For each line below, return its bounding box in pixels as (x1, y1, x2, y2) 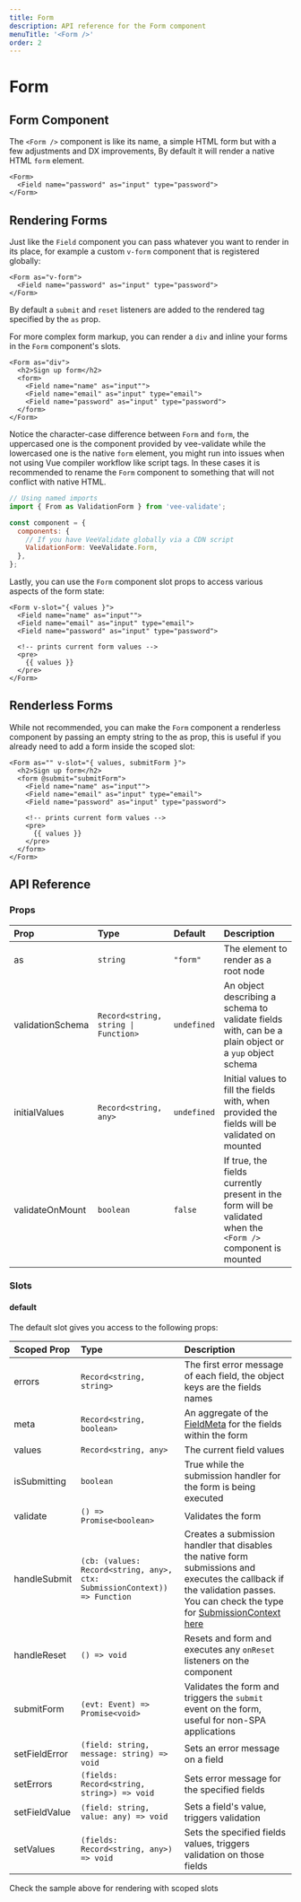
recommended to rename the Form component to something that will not (9, 467, 275, 478)
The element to (223, 942, 288, 955)
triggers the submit (184, 1691, 263, 1704)
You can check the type (184, 1594, 284, 1607)
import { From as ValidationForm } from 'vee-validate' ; (9, 502, 227, 511)
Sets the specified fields (184, 1826, 287, 1838)
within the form (184, 1428, 248, 1441)
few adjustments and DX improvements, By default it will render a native (9, 145, 275, 157)
